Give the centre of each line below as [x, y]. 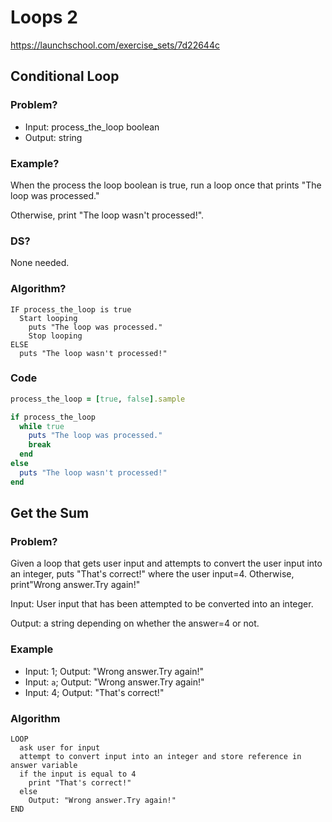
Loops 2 [44, 17]
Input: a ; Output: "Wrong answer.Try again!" [114, 682]
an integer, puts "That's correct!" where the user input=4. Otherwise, [152, 574]
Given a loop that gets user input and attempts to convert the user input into [166, 563]
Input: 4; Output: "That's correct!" [94, 692]
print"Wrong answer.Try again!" [75, 585]
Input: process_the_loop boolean [92, 127]
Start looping [48, 318]
